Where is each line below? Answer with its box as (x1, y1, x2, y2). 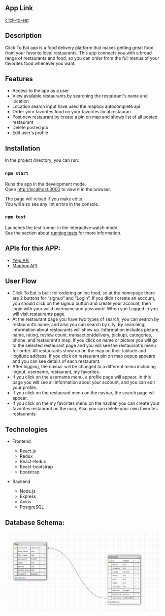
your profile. (12, 384, 37, 390)
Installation (5, 144, 40, 152)
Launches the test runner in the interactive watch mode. (5, 225, 119, 231)
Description (5, 32, 42, 40)
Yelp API (12, 257, 30, 263)
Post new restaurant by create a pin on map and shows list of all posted (12, 114, 158, 120)
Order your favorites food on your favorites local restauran (12, 109, 131, 115)
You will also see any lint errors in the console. (5, 201, 99, 207)
